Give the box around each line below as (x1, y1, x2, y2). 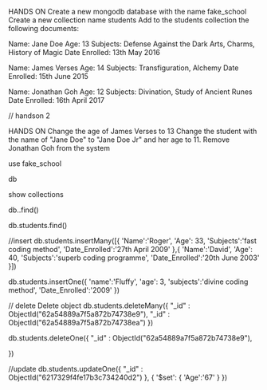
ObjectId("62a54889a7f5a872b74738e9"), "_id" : (8, 309, 171, 318)
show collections (8, 190, 64, 199)
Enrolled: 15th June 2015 (8, 72, 89, 81)
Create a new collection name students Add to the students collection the (8, 15, 249, 25)
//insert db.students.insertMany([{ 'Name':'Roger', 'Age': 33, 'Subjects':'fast (8, 236, 257, 246)
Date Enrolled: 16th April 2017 (8, 96, 105, 104)
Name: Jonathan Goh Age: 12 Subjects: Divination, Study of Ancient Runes (8, 87, 253, 97)
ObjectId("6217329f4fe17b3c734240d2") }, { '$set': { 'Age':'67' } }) (8, 372, 228, 382)
